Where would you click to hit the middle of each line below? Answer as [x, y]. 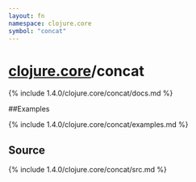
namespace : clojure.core [50, 23]
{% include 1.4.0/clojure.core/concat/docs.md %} [91, 93]
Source [27, 150]
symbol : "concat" [38, 31]
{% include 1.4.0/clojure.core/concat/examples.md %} [98, 125]
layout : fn [27, 16]
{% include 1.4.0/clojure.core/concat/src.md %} [88, 170]
